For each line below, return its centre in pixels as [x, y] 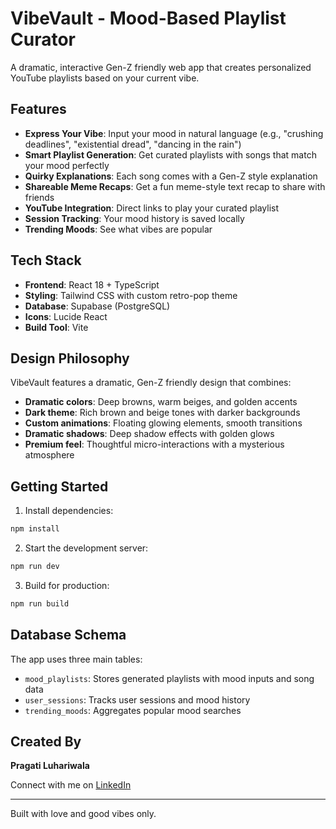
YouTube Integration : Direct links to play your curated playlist [152, 208]
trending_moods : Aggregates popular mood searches [133, 710]
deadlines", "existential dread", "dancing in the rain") [133, 144]
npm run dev [35, 567]
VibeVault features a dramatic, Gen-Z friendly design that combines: [151, 383]
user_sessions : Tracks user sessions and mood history [137, 699]
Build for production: [67, 585]
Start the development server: [86, 548]
